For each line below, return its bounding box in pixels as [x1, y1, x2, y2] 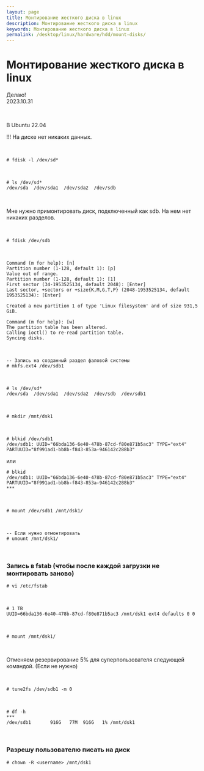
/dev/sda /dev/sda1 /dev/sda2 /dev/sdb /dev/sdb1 [6, 391, 147, 397]
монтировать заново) [6, 569, 75, 578]
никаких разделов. [6, 214, 56, 221]
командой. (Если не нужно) [6, 663, 78, 670]
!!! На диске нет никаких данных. [6, 133, 92, 141]
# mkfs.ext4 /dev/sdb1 [6, 363, 64, 369]
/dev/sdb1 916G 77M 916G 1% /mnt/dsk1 [6, 720, 136, 726]
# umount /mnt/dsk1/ [6, 536, 59, 542]
